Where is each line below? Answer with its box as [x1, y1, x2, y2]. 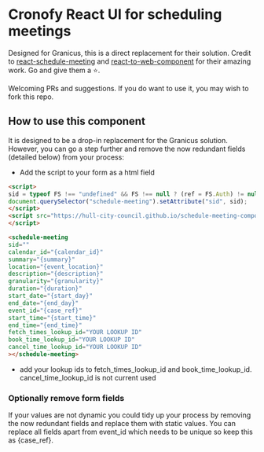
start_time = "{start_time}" [8, 314, 97, 322]
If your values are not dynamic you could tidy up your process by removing [8, 410, 251, 420]
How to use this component [8, 115, 145, 128]
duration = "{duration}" [8, 285, 82, 292]
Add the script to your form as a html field [19, 167, 156, 177]
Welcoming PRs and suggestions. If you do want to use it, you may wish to [8, 83, 249, 93]
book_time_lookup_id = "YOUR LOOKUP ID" [8, 336, 135, 344]
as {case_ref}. [8, 435, 53, 445]
